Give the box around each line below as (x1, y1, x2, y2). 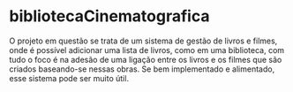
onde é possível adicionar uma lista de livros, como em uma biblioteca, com (9, 44, 285, 55)
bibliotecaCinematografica (9, 6, 210, 27)
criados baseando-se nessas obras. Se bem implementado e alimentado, (9, 64, 275, 74)
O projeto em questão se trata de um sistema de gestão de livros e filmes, (9, 35, 278, 46)
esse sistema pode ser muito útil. (9, 73, 130, 83)
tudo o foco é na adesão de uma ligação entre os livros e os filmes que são (9, 54, 282, 65)
